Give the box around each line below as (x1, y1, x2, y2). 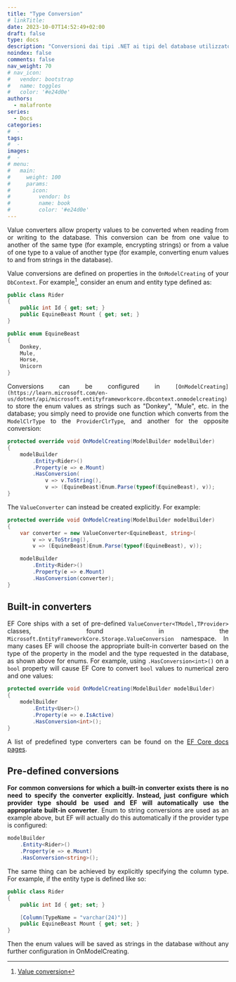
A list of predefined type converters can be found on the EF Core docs (7, 737, 229, 746)
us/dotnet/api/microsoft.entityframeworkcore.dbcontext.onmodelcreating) (7, 396, 228, 403)
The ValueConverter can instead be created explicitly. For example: (7, 503, 201, 511)
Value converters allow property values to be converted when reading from (7, 226, 229, 234)
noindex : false (7, 50, 52, 57)
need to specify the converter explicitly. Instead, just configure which (7, 792, 229, 800)
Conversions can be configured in (7, 382, 160, 391)
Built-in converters (7, 601, 92, 613)
